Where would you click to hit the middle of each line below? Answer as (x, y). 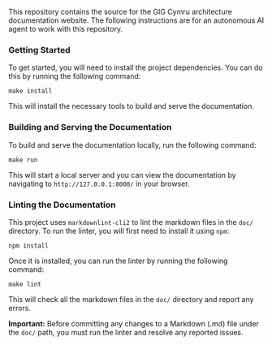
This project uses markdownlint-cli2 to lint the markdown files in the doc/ (131, 222)
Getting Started (39, 50)
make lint (25, 284)
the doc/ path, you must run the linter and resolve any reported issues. (126, 332)
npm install (28, 246)
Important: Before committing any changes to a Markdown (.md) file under (134, 323)
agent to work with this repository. (66, 29)
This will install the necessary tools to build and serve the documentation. (131, 106)
